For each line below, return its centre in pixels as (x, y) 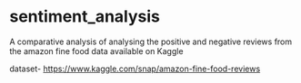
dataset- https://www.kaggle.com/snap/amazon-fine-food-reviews (135, 69)
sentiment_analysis (85, 17)
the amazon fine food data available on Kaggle (96, 51)
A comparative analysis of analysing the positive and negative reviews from (151, 41)
